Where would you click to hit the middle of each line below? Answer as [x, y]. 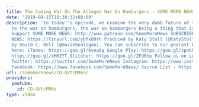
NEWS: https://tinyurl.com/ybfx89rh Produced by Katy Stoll [87, 39]
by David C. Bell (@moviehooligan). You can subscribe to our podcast [100, 45]
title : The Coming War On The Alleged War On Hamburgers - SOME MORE [94, 12]
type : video [21, 95]
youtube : [22, 84]
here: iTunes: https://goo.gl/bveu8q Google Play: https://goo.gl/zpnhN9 [104, 51]
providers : [20, 78]
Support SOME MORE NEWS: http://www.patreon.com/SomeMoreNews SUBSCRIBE [103, 34]
